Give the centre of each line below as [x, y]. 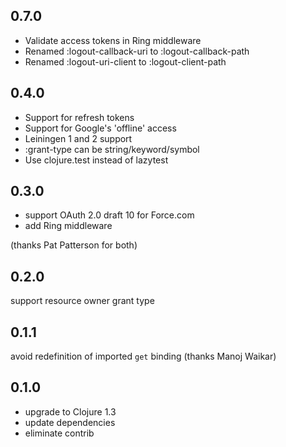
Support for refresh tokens [79, 117]
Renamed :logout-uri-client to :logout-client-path [125, 61]
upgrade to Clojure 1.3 [70, 411]
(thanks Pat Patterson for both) [74, 245]
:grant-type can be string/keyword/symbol [112, 149]
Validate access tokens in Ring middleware [113, 40]
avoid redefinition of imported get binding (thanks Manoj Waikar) [143, 356]
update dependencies [70, 422]
